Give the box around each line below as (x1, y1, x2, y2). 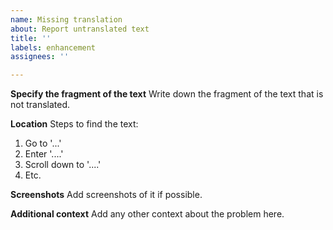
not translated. (10, 99, 71, 111)
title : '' (10, 33, 52, 43)
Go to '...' (24, 137, 62, 150)
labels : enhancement (10, 42, 97, 53)
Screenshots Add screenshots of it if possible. (10, 189, 203, 201)
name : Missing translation (10, 14, 123, 25)
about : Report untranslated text (10, 24, 150, 34)
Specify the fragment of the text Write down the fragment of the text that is (10, 88, 324, 100)
